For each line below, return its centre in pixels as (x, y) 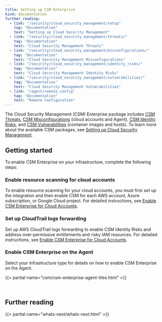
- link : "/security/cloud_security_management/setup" (65, 23)
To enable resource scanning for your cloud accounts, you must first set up (81, 190)
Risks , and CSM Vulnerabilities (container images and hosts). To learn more (81, 124)
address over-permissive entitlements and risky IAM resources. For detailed (81, 234)
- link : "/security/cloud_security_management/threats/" (69, 37)
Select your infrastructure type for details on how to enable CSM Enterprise (81, 263)
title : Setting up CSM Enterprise (40, 10)
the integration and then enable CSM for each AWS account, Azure (72, 196)
